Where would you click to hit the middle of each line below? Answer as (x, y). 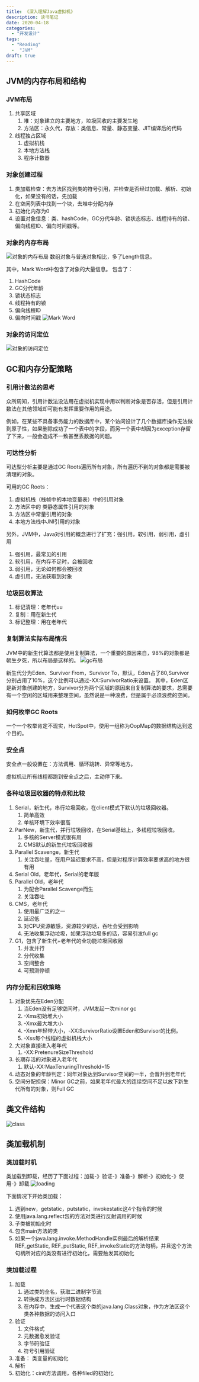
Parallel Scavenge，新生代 (47, 852)
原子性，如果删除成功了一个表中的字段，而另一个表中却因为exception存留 (101, 428)
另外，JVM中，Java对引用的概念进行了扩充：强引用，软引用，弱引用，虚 (95, 534)
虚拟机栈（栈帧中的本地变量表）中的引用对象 (69, 499)
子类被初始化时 (33, 1224)
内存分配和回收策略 (33, 987)
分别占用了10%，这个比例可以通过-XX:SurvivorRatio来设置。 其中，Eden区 (97, 680)
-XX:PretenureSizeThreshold (58, 1052)
